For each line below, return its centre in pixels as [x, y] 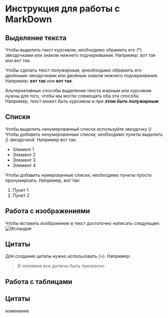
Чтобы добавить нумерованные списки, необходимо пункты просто [78, 175]
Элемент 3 [24, 160]
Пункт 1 [21, 190]
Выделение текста [36, 38]
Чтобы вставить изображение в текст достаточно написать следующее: [83, 223]
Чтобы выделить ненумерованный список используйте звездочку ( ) [78, 129]
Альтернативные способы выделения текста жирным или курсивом [78, 90]
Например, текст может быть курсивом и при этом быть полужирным [82, 101]
